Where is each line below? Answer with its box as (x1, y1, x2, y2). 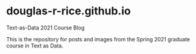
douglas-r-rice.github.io (6, 4, 131, 18)
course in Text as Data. (6, 42, 63, 49)
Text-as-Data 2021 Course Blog (6, 24, 85, 31)
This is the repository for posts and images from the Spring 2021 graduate (6, 35, 191, 43)
